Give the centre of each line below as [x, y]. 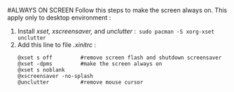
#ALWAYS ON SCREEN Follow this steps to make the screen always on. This [117, 10]
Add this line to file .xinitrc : [57, 45]
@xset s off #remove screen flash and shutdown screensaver [119, 58]
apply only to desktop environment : [59, 18]
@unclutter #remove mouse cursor [80, 82]
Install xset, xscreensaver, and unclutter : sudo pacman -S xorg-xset [116, 31]
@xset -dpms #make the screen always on [90, 64]
